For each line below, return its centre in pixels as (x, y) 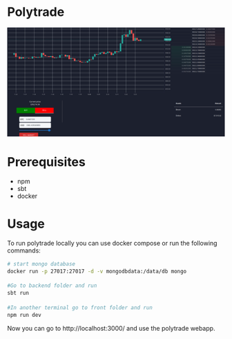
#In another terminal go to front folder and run (80, 308)
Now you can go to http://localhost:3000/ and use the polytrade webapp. (111, 328)
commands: (24, 250)
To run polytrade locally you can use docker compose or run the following (112, 243)
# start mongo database (41, 264)
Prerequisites (47, 162)
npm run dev (24, 315)
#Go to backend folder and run (52, 286)
